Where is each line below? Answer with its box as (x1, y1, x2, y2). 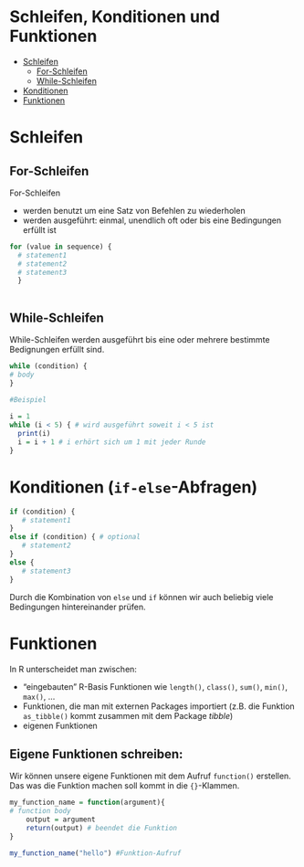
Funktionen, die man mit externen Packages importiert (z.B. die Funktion (22, 701, 295, 712)
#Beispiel (9, 395, 47, 404)
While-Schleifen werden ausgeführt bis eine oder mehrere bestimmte (9, 334, 270, 344)
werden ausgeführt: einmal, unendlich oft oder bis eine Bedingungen (22, 215, 281, 226)
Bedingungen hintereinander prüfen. (9, 601, 146, 612)
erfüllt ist (22, 224, 57, 235)
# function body (9, 807, 71, 816)
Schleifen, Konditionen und (9, 6, 221, 27)
